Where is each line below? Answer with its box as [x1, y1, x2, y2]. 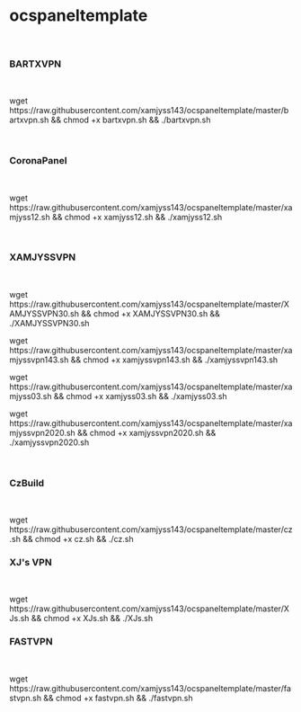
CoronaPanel [9, 155, 67, 167]
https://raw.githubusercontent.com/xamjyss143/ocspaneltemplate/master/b [9, 105, 289, 116]
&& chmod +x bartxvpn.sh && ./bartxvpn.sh [50, 114, 211, 126]
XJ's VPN [9, 556, 52, 569]
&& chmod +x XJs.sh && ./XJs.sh [31, 613, 154, 624]
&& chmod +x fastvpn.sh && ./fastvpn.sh [43, 692, 193, 703]
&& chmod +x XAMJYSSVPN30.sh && [80, 307, 220, 319]
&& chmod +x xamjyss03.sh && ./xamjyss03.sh [53, 390, 227, 401]
